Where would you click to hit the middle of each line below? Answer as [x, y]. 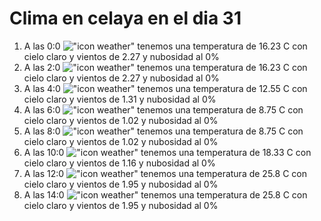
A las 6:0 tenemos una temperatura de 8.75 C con [163, 109]
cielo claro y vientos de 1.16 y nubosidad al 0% [119, 163]
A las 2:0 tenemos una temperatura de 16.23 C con [165, 67]
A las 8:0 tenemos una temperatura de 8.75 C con [163, 131]
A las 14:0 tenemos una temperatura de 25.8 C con [165, 194]
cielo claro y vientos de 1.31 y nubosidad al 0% [120, 99]
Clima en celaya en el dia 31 [125, 18]
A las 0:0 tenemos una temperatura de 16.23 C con [165, 46]
